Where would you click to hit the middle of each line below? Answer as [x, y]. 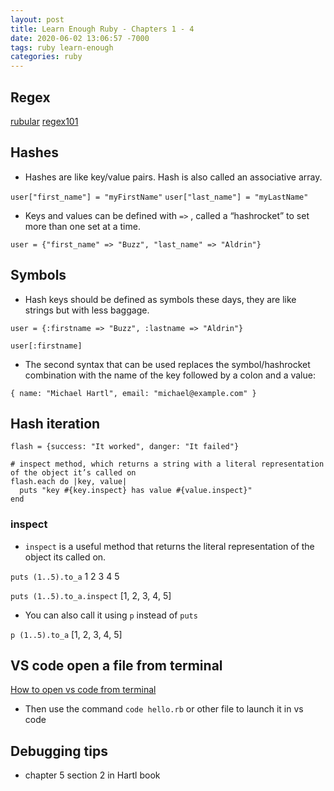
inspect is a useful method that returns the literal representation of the [169, 546]
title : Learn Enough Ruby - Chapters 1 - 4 [102, 29]
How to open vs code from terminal [83, 690]
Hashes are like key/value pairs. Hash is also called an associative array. [173, 177]
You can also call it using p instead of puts [111, 615]
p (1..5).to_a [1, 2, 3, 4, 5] [66, 634]
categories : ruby [46, 57]
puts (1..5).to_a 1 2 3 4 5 [65, 576]
